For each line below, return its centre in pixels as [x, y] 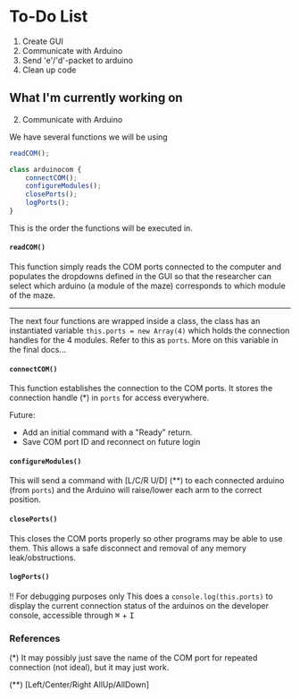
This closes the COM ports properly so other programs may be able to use [146, 538]
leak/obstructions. [42, 558]
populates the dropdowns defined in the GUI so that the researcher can [141, 277]
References [35, 638]
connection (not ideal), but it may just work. [89, 668]
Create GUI [43, 41]
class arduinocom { [46, 169]
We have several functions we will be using [88, 137]
